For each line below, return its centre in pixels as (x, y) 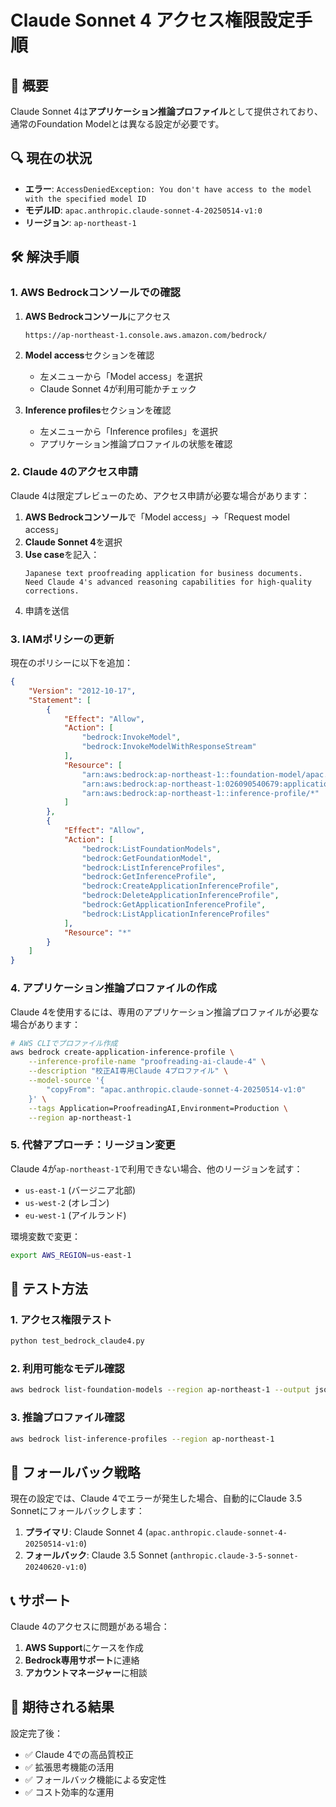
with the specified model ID (85, 199)
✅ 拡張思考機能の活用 (69, 1767)
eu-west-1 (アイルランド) (75, 1215)
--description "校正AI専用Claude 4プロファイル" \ (128, 1071)
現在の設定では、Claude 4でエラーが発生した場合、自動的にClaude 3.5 (156, 1498)
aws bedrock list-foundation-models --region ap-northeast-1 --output (160, 1390)
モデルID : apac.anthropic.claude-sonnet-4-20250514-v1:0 (143, 210)
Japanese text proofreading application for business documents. (163, 573)
